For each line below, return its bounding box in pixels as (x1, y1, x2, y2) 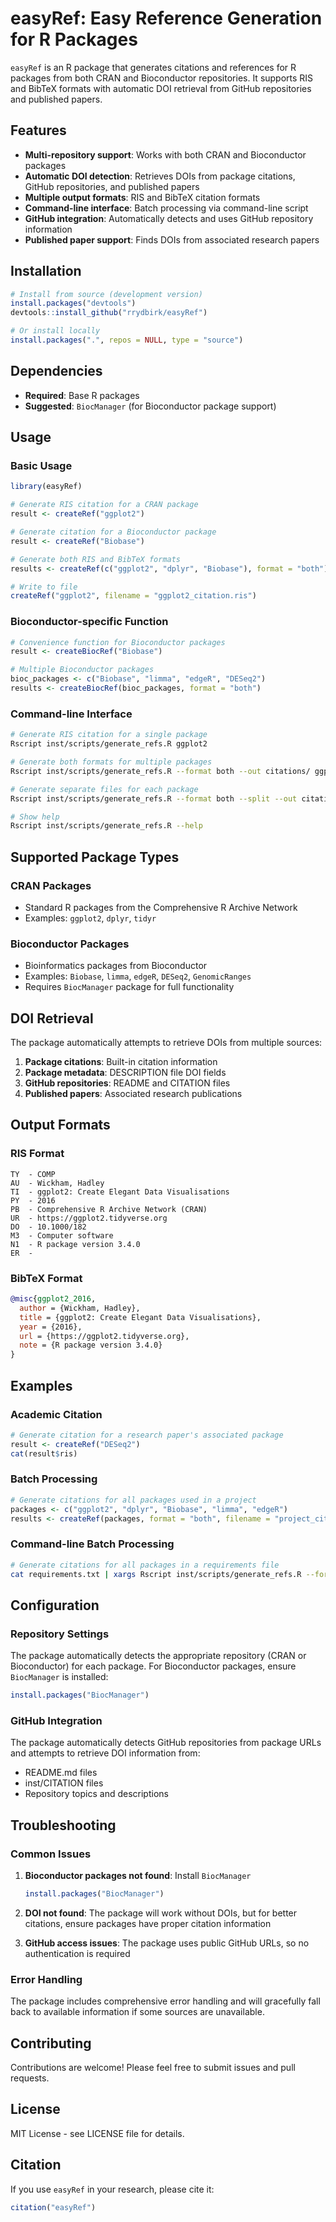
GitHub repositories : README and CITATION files (24, 1077, 231, 1089)
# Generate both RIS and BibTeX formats (10, 554, 182, 564)
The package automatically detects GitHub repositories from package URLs (10, 1737, 322, 1749)
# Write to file (10, 582, 78, 592)
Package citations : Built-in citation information (24, 1056, 218, 1068)
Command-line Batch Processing (10, 1537, 175, 1551)
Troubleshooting (10, 1817, 117, 1834)
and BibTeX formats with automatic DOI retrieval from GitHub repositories (10, 82, 312, 94)
